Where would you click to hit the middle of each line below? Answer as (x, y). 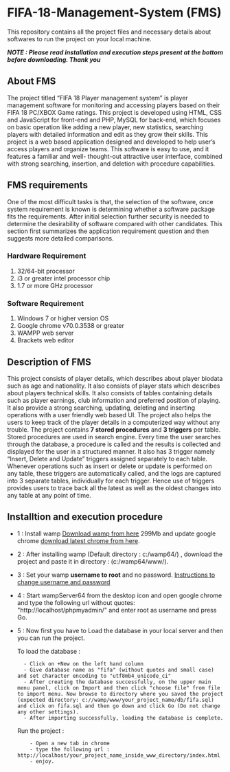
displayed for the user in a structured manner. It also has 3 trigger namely (111, 451)
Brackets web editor (45, 340)
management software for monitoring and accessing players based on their (114, 105)
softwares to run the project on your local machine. (80, 38)
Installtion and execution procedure (85, 517)
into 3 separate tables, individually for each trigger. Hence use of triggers (111, 481)
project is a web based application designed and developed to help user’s (111, 142)
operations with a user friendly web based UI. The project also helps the (109, 415)
